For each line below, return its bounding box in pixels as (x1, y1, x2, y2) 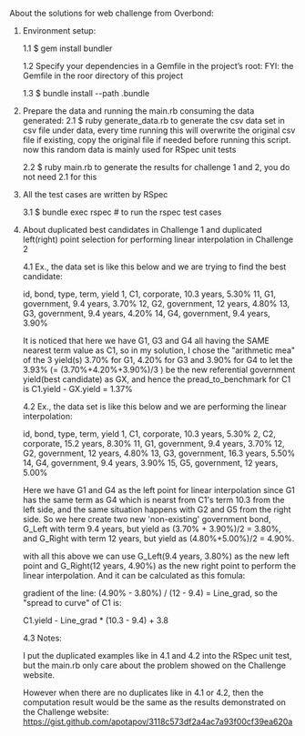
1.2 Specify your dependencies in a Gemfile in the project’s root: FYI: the (22, 61, 294, 71)
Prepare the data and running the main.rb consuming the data (22, 106, 255, 116)
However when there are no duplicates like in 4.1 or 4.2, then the (22, 687, 264, 698)
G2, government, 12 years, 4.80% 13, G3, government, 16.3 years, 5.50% (22, 448, 296, 459)
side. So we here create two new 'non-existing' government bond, (22, 514, 271, 524)
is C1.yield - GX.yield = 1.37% (22, 384, 134, 394)
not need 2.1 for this (22, 172, 97, 182)
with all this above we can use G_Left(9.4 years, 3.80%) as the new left (22, 550, 290, 561)
